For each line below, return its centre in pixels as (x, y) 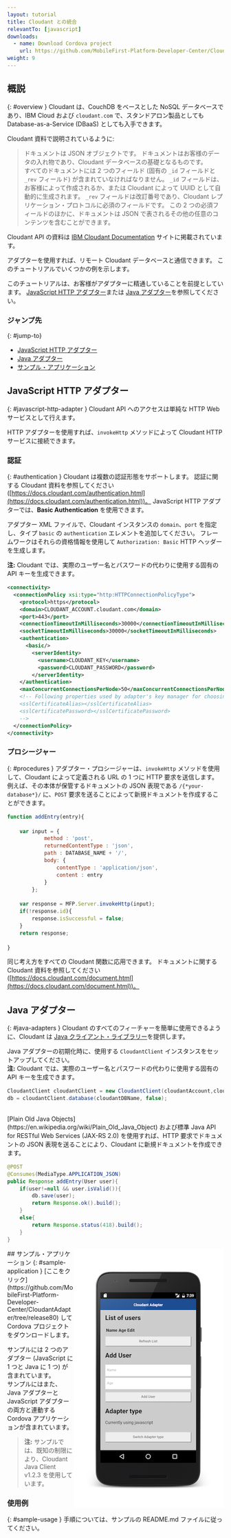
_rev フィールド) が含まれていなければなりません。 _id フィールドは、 (123, 179)
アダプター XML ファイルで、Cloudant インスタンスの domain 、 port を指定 (112, 525)
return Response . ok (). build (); (77, 1204)
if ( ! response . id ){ (46, 911)
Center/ (18, 1309)
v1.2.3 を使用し (45, 1475)
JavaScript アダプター (38, 1401)
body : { (55, 861)
